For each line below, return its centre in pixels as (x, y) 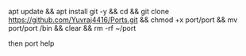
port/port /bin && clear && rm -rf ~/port (72, 28)
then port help (31, 43)
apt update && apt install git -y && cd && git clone (88, 11)
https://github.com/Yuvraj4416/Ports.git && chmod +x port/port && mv (123, 20)
